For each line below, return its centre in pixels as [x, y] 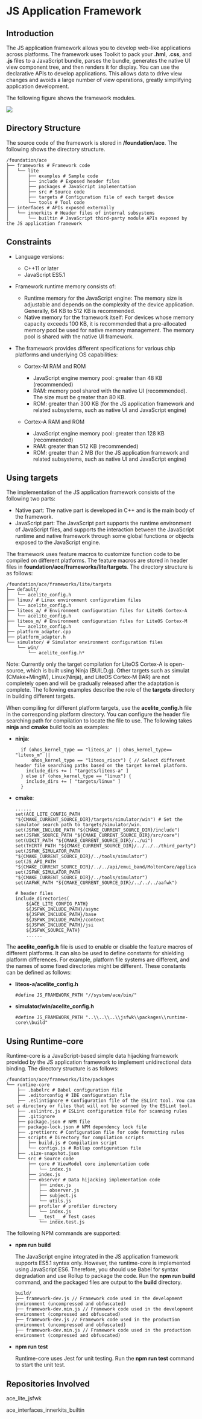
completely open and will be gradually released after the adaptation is [93, 683]
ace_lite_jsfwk [24, 1398]
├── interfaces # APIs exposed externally [60, 207]
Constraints [29, 242]
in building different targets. [41, 696]
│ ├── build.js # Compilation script [67, 1143]
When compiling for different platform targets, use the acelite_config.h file [99, 708]
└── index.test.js [62, 1222]
